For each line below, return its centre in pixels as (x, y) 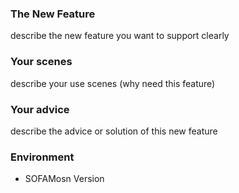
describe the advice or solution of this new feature (114, 131)
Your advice (40, 109)
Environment (42, 157)
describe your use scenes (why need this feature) (113, 83)
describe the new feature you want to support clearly (120, 36)
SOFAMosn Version (64, 179)
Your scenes (41, 62)
